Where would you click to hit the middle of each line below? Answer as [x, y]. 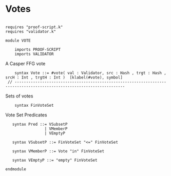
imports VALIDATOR [34, 54]
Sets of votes [19, 96]
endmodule [16, 169]
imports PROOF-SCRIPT [37, 49]
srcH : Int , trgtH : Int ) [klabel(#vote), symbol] [64, 77]
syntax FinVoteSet [34, 105]
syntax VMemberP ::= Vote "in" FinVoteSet [58, 151]
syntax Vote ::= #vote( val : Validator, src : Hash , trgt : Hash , [91, 73]
